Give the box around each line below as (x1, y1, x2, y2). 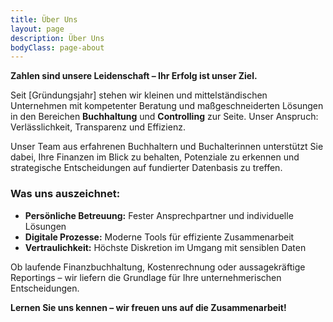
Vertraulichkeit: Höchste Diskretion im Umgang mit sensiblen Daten (24, 241, 307, 253)
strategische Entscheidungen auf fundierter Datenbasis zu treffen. (10, 162, 283, 174)
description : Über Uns (10, 33, 105, 43)
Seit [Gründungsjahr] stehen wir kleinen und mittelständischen (10, 89, 268, 101)
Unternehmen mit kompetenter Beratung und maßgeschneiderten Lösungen (10, 100, 324, 112)
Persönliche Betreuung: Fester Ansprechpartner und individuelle (24, 209, 294, 221)
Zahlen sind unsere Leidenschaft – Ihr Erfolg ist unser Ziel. (10, 70, 258, 82)
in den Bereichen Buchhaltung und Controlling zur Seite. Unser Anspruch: (10, 111, 319, 123)
